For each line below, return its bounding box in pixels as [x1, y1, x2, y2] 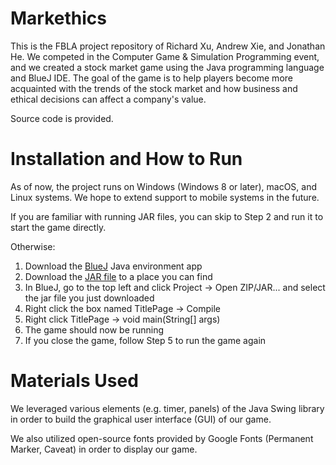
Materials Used [10, 370, 139, 392]
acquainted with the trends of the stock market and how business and [10, 82, 298, 94]
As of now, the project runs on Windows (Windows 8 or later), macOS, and [10, 180, 317, 192]
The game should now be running [24, 323, 165, 336]
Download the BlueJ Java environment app [24, 260, 203, 272]
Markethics [10, 7, 107, 30]
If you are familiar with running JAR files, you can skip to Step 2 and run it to [10, 210, 324, 222]
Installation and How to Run [10, 148, 243, 171]
